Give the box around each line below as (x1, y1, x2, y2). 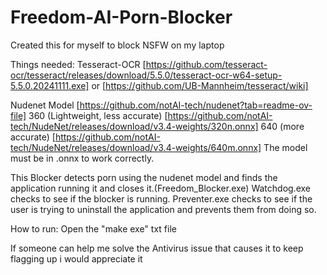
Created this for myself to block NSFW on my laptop (10, 39, 225, 51)
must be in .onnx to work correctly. (10, 152, 155, 164)
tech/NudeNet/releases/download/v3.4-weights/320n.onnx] (10, 120, 259, 132)
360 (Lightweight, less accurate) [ (28, 109, 168, 121)
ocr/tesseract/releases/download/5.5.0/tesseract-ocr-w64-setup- (10, 69, 283, 81)
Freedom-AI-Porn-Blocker (10, 6, 233, 29)
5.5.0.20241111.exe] (10, 79, 90, 91)
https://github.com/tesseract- (145, 58, 268, 70)
